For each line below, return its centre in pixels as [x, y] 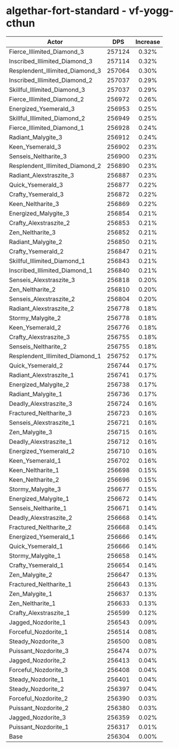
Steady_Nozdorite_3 [36, 641]
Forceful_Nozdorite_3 [38, 670]
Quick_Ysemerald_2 [36, 365]
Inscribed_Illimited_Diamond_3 [51, 61]
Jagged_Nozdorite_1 [38, 622]
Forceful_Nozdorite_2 [38, 698]
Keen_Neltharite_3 [34, 204]
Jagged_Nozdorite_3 [38, 717]
